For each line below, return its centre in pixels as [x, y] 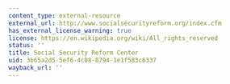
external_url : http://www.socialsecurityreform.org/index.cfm [115, 23]
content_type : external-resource [65, 16]
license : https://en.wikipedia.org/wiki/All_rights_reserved [113, 38]
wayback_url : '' [36, 68]
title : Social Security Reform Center [73, 53]
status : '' [27, 46]
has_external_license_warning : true [70, 30]
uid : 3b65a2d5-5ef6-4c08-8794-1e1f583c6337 [83, 61]
